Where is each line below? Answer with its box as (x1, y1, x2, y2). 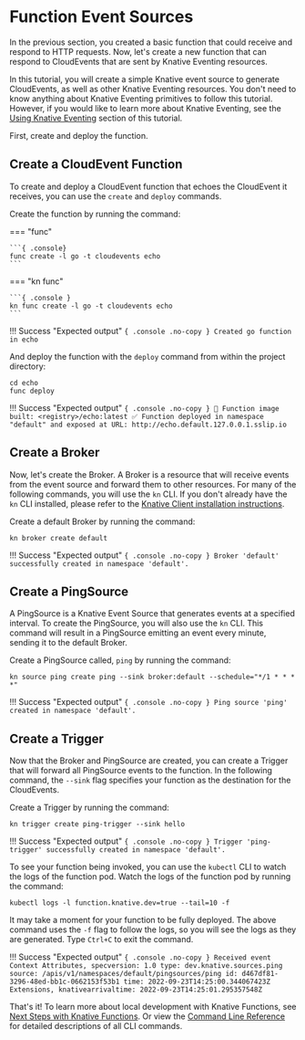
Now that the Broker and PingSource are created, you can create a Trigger (9, 755, 289, 766)
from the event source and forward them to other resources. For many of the (9, 478, 297, 489)
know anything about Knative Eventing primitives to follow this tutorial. (9, 93, 273, 104)
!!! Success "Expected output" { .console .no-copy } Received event (9, 951, 271, 962)
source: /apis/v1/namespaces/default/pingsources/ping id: (9, 970, 239, 979)
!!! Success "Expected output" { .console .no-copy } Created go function (9, 325, 292, 336)
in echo (9, 335, 39, 344)
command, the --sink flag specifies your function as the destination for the (9, 774, 291, 786)
